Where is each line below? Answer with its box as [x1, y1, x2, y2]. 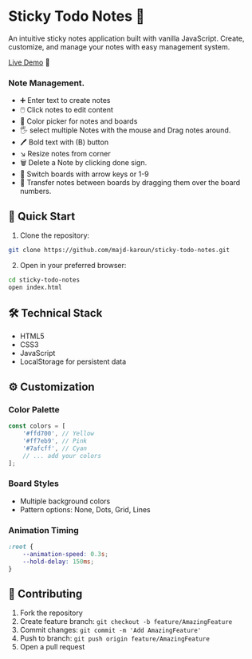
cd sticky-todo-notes [8, 275, 81, 284]
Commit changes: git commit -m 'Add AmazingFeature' [19, 625, 202, 635]
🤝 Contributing [8, 586, 83, 601]
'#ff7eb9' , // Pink [22, 436, 88, 445]
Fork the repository [19, 608, 84, 618]
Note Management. [8, 77, 85, 89]
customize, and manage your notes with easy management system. [8, 41, 230, 51]
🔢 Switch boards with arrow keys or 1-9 [19, 169, 149, 179]
